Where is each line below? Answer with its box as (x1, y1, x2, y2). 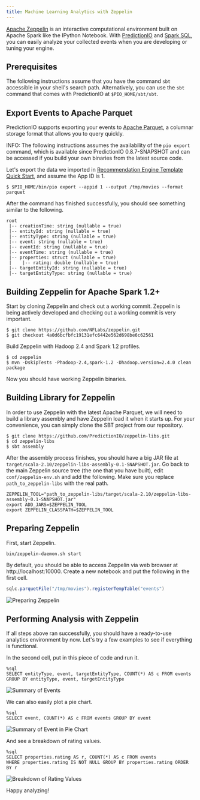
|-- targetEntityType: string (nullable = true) (8, 271, 133, 277)
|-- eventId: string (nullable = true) (8, 244, 109, 250)
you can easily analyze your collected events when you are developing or (6, 38, 187, 45)
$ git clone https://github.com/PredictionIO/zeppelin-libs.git (6, 433, 170, 439)
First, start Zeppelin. (6, 539, 56, 546)
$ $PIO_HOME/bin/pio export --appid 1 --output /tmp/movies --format (6, 184, 184, 190)
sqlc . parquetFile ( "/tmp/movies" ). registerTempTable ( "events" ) (6, 586, 165, 592)
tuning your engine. (6, 44, 54, 52)
